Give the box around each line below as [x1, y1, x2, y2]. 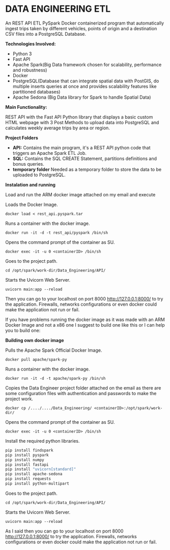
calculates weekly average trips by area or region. [5, 125, 110, 131]
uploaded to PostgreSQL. [12, 172, 66, 178]
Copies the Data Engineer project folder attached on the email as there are [5, 384, 161, 391]
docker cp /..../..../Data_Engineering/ [5, 405, 93, 410]
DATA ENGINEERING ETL [5, 3, 111, 15]
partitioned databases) [12, 88, 61, 95]
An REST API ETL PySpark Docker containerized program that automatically [5, 20, 164, 26]
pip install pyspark [5, 452, 49, 457]
